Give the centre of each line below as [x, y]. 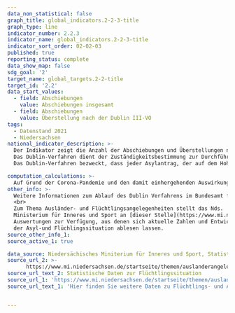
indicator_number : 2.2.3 [43, 33]
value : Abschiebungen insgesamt [67, 105]
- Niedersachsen [37, 137]
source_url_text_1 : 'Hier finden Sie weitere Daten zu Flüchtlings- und [115, 286]
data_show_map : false [39, 66]
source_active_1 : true [40, 241]
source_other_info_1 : [39, 235]
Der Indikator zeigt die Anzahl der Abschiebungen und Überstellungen [119, 151]
